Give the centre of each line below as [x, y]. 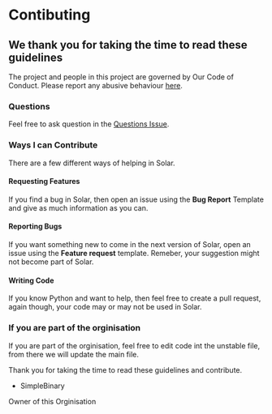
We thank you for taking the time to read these [128, 45]
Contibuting [50, 15]
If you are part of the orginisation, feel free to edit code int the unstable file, [134, 345]
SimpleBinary [42, 386]
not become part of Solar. [51, 262]
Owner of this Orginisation [52, 401]
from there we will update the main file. [74, 354]
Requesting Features [44, 181]
